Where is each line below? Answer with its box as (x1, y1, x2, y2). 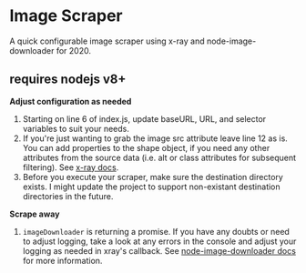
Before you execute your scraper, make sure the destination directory (22, 171, 284, 182)
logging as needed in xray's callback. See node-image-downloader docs (22, 245, 296, 256)
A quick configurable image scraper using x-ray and (9, 35, 205, 46)
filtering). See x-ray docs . (22, 161, 119, 173)
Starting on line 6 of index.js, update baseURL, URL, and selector (22, 113, 267, 124)
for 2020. (56, 45, 91, 56)
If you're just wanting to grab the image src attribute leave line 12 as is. (22, 133, 289, 144)
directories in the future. (22, 190, 114, 201)
